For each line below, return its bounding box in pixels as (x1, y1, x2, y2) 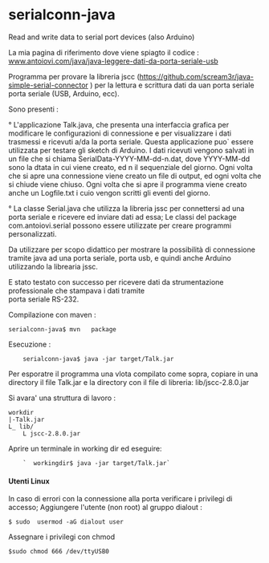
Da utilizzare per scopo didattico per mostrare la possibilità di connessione (8, 245, 255, 254)
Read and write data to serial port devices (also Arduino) (8, 32, 195, 42)
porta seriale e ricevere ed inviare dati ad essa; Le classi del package (8, 212, 237, 221)
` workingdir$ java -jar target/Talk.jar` (22, 459, 171, 467)
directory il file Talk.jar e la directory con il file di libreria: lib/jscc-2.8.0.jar (8, 377, 250, 387)
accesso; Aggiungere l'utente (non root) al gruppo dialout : (8, 503, 202, 512)
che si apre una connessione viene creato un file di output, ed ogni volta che (8, 171, 262, 180)
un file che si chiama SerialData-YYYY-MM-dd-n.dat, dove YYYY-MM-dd (8, 154, 251, 164)
